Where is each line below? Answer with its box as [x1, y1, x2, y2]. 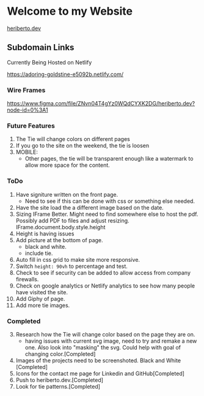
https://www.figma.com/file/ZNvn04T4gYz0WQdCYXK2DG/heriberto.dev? [7, 100, 195, 107]
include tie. [24, 249, 53, 257]
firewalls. [15, 275, 39, 283]
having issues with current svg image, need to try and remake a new [24, 337, 197, 345]
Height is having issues [15, 230, 75, 237]
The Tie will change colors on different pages [15, 135, 131, 143]
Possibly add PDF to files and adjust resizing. [15, 216, 130, 224]
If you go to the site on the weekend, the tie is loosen [15, 142, 150, 150]
